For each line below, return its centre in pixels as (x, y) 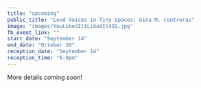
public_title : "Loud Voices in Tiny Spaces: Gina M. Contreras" (101, 20)
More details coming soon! (45, 77)
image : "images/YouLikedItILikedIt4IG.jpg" (70, 26)
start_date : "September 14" (47, 39)
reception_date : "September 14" (53, 52)
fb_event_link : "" (33, 32)
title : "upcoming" (33, 13)
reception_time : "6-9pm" (43, 58)
